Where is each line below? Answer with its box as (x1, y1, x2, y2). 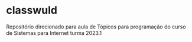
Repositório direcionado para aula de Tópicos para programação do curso (6, 23, 186, 30)
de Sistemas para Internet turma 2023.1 (6, 29, 102, 36)
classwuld (6, 4, 58, 17)
